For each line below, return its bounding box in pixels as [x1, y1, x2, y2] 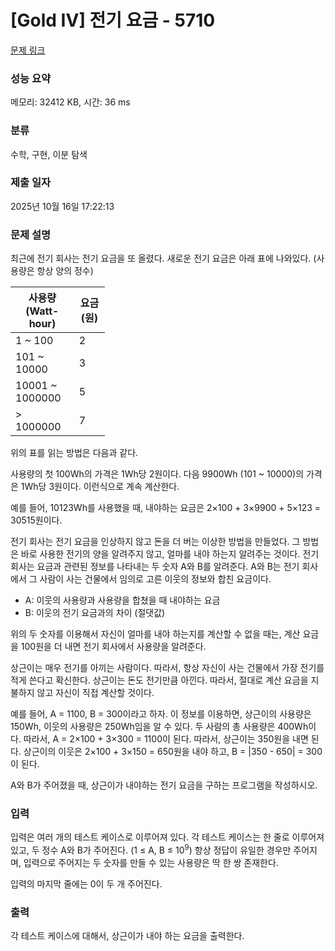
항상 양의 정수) [36, 265, 94, 277]
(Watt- [25, 304, 60, 318]
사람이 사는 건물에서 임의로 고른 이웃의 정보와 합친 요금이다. [39, 573, 272, 585]
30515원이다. [10, 514, 63, 526]
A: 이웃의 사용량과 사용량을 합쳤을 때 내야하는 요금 [24, 594, 221, 606]
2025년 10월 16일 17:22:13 [10, 200, 115, 212]
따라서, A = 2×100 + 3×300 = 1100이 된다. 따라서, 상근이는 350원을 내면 [23, 733, 309, 745]
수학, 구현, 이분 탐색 [10, 148, 88, 160]
